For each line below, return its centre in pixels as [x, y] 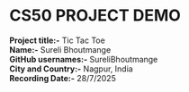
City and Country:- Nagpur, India [71, 69]
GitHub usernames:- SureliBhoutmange [84, 59]
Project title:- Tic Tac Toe [57, 40]
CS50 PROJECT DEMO [95, 16]
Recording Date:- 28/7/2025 [63, 78]
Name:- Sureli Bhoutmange [60, 49]
